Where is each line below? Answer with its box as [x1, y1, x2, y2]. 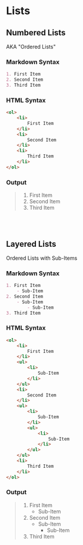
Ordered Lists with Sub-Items [6, 255, 78, 262]
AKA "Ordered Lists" [6, 43, 56, 50]
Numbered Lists [6, 28, 66, 38]
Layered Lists [6, 239, 57, 249]
